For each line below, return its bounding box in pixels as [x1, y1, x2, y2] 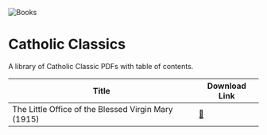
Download [207, 80, 246, 91]
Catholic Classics [8, 36, 126, 53]
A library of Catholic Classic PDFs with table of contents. [8, 61, 194, 71]
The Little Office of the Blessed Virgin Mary [12, 103, 173, 114]
